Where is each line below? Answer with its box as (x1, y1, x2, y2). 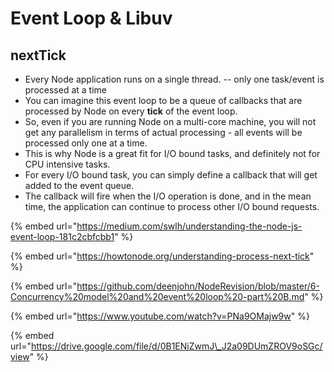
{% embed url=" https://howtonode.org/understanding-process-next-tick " (10, 250, 315, 262)
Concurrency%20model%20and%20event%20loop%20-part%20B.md (10, 291, 305, 302)
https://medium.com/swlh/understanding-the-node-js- (76, 220, 303, 232)
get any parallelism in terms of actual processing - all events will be (24, 127, 303, 138)
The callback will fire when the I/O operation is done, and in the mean (24, 190, 312, 202)
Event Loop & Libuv (10, 7, 173, 30)
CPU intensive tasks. (24, 158, 111, 170)
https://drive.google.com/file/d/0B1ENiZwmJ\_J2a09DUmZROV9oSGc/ (30, 340, 323, 352)
